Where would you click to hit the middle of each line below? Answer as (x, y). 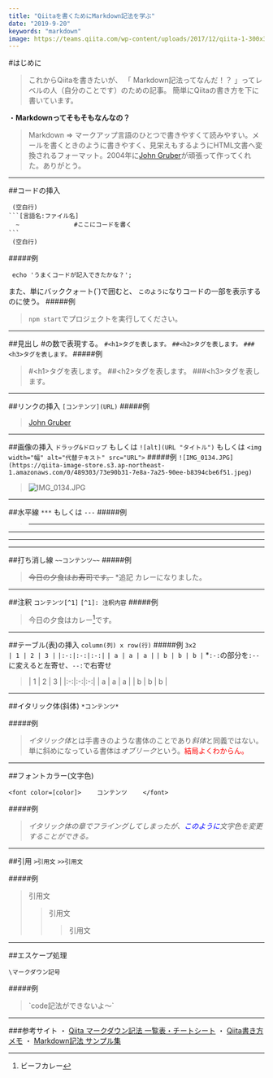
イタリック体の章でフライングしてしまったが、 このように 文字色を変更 (145, 826)
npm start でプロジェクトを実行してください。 (105, 319)
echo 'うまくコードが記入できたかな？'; (72, 275)
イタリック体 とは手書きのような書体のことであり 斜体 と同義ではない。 (145, 740)
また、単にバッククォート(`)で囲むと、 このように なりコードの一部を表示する (135, 291)
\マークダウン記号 (35, 972)
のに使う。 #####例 (42, 301)
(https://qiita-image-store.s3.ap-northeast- (87, 466)
